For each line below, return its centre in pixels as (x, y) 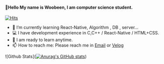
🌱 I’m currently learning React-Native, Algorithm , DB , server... (75, 28)
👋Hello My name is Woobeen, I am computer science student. (69, 7)
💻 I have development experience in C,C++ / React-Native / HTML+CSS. (85, 33)
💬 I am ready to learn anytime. (42, 40)
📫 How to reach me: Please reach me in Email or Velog (68, 45)
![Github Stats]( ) (46, 57)
